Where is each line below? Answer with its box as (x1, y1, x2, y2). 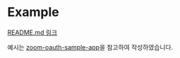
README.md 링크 (7, 28, 58, 36)
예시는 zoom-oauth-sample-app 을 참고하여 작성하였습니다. (7, 43, 174, 51)
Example (7, 4, 59, 20)
